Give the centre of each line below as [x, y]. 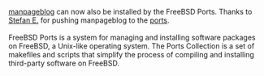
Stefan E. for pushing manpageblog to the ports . [89, 20]
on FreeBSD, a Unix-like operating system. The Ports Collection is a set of [132, 46]
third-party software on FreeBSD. [64, 63]
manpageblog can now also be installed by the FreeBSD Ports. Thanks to [130, 12]
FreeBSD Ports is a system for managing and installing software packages [132, 37]
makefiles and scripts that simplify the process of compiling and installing [131, 55]
